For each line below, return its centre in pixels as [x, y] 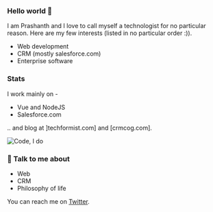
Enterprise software [45, 61]
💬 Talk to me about [38, 158]
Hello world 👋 [30, 11]
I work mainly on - [33, 94]
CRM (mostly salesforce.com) [59, 54]
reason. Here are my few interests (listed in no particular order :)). [100, 33]
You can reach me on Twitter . [49, 201]
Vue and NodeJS [41, 107]
